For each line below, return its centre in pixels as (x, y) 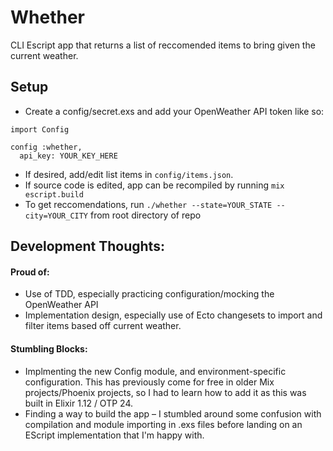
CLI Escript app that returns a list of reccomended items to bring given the (163, 45)
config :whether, (46, 147)
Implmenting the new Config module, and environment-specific (155, 371)
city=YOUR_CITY (56, 216)
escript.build (54, 194)
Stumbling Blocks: (49, 348)
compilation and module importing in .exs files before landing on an (163, 424)
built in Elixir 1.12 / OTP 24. (78, 403)
